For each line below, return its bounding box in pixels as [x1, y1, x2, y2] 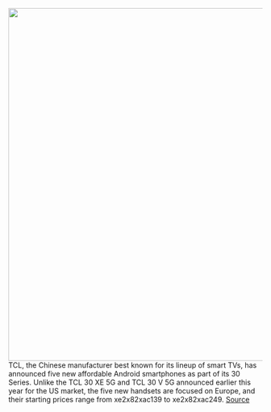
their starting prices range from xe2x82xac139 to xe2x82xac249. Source [8, 395, 250, 404]
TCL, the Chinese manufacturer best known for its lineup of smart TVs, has [8, 360, 257, 370]
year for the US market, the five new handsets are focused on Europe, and [8, 386, 256, 395]
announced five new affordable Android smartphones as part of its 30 [8, 369, 240, 378]
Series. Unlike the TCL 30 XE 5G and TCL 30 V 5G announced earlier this [8, 377, 252, 387]
